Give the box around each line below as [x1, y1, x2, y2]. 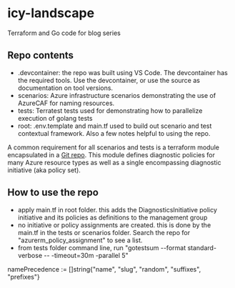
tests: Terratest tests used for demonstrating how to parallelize [17, 106, 203, 115]
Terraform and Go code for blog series [7, 29, 121, 37]
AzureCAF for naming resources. [17, 99, 115, 107]
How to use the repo [7, 187, 99, 199]
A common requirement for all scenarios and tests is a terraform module [7, 143, 220, 152]
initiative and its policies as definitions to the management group [17, 213, 208, 222]
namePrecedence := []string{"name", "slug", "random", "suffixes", [7, 264, 201, 273]
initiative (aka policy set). [7, 166, 81, 174]
